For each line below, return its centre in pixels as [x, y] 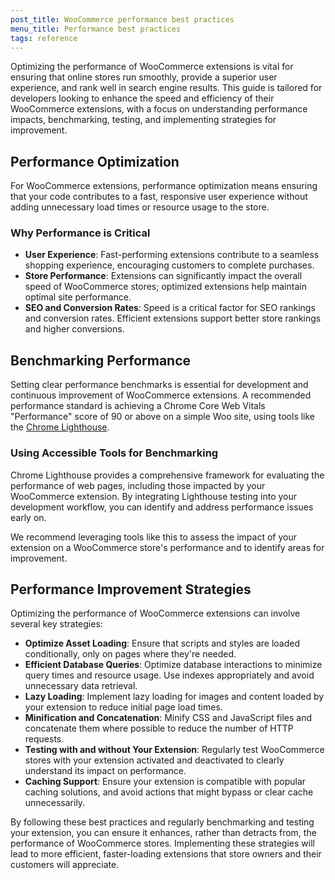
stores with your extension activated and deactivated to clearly [154, 760]
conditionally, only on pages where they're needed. [130, 654]
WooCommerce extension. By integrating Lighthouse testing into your [154, 496]
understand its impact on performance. [105, 771]
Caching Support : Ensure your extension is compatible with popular [165, 782]
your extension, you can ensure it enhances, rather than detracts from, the [163, 833]
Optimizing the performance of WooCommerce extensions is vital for [152, 67]
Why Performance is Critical [80, 233]
